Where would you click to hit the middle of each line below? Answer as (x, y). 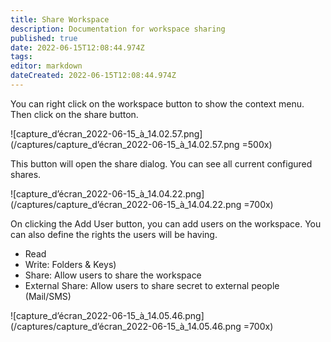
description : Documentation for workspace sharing (118, 29)
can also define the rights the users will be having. (114, 234)
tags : (21, 57)
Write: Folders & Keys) (70, 264)
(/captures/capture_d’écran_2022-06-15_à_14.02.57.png (125, 144)
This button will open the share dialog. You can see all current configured (161, 163)
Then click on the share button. (74, 114)
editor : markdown (46, 66)
